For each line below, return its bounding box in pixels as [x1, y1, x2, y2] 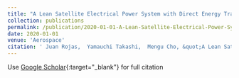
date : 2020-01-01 [7, 30, 59, 38]
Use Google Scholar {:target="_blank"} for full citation [7, 63, 164, 71]
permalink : [7, 23, 40, 30]
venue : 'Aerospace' [7, 37, 65, 44]
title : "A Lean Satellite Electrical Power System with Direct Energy [7, 10, 221, 18]
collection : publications [7, 17, 84, 24]
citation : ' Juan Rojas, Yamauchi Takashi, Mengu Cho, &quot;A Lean [7, 43, 221, 50]
